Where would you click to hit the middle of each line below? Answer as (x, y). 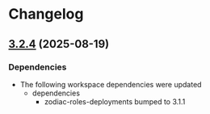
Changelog (46, 14)
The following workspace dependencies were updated (111, 84)
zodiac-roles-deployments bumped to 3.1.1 (115, 101)
